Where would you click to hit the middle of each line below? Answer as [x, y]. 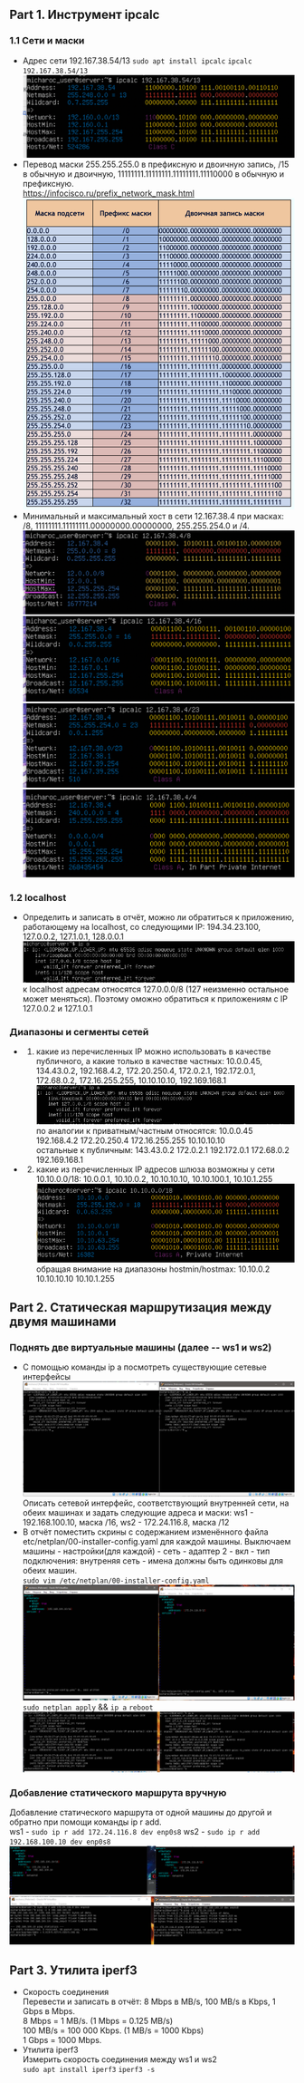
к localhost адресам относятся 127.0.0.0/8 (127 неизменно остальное [156, 989]
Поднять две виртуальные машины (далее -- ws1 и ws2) [141, 1347]
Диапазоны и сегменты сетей [79, 1032]
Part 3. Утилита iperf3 [73, 1970]
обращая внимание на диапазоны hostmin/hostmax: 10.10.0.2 [153, 1269]
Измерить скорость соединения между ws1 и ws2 [119, 2059]
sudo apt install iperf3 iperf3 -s [89, 2070]
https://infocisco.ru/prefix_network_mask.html [108, 193]
